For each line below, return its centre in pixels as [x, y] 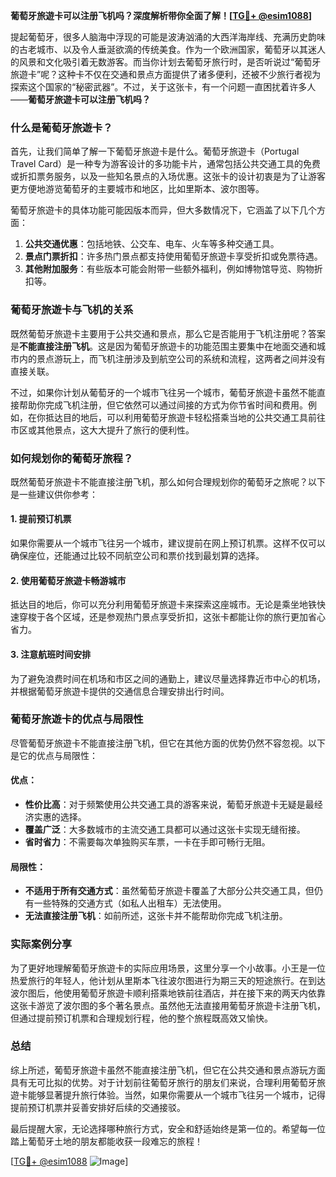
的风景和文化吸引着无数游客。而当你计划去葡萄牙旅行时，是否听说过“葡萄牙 [166, 62]
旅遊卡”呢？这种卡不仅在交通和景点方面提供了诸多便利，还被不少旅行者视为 [166, 74]
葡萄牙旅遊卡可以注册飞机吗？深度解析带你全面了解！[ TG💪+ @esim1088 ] [161, 15]
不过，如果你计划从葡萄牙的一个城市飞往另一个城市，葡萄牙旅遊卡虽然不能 [163, 392]
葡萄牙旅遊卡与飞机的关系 [72, 310]
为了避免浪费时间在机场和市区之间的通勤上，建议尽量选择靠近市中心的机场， [168, 678]
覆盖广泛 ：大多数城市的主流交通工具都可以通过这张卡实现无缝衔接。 [165, 829]
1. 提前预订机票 [41, 519]
